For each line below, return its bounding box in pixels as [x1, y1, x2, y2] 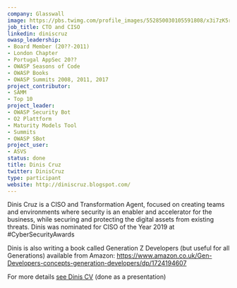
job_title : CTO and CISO [7, 23, 80, 30]
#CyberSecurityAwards [7, 230, 75, 239]
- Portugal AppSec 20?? [7, 56, 78, 64]
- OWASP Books [7, 69, 49, 76]
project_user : [7, 142, 49, 149]
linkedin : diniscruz [7, 30, 68, 37]
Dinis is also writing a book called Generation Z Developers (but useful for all [7, 244, 230, 253]
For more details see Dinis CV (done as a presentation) [7, 272, 166, 281]
